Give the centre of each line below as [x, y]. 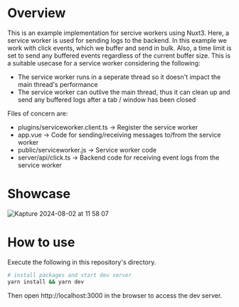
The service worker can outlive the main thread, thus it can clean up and [124, 92]
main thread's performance [58, 84]
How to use [41, 243]
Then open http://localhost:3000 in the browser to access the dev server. [115, 295]
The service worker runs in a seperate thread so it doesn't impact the [119, 77]
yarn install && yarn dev [46, 282]
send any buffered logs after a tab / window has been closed [107, 99]
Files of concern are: [38, 113]
